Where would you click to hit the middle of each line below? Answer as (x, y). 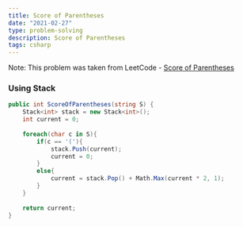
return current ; (49, 208)
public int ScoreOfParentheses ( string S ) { (81, 105)
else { (46, 171)
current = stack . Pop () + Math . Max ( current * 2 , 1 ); (137, 179)
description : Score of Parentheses (67, 38)
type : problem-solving (46, 30)
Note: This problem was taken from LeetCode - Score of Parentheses (121, 67)
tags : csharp (30, 45)
